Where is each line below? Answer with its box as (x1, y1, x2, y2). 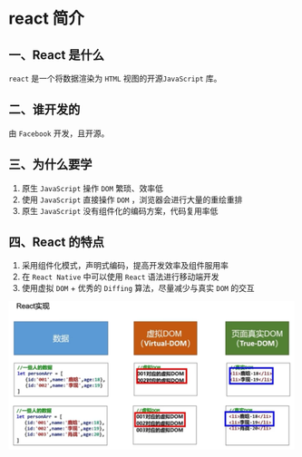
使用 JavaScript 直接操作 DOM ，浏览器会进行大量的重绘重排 (21, 194, 243, 205)
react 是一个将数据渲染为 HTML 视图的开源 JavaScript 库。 (8, 73, 222, 83)
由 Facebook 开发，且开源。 (8, 128, 110, 139)
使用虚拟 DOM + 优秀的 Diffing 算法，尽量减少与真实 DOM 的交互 (21, 283, 255, 294)
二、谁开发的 (8, 102, 81, 118)
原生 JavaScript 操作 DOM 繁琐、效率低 (21, 182, 164, 193)
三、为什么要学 (8, 157, 93, 172)
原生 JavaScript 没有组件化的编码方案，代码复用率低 (21, 205, 219, 216)
